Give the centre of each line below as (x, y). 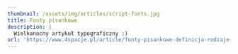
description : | (30, 27)
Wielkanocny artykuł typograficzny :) (71, 33)
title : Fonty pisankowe (42, 20)
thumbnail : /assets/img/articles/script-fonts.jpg (84, 14)
